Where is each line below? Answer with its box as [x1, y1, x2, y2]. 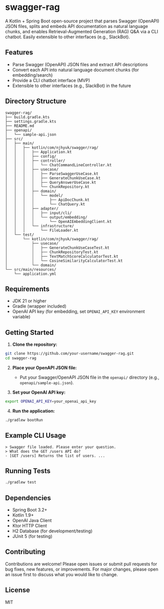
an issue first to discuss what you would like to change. [5, 571, 118, 577]
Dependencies [5, 494, 51, 502]
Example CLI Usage [5, 431, 66, 440]
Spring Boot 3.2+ [12, 507, 48, 512]
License [5, 586, 30, 595]
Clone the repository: [12, 341, 57, 347]
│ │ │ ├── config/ [5, 154, 56, 159]
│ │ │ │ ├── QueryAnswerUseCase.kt [5, 180, 97, 185]
